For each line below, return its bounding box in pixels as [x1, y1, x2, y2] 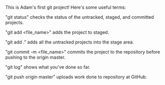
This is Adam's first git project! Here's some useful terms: [5, 5, 126, 10]
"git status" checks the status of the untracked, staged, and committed [5, 14, 154, 20]
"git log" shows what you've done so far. [5, 64, 91, 70]
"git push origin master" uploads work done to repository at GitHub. [5, 74, 148, 80]
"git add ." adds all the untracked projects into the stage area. [5, 39, 134, 45]
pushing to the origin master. [5, 54, 66, 60]
